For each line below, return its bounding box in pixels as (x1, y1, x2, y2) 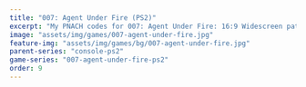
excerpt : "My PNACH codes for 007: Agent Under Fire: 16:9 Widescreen (9, 22, 283, 31)
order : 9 (9, 64, 43, 73)
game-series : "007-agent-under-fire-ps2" (9, 55, 169, 64)
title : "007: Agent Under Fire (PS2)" (9, 13, 157, 23)
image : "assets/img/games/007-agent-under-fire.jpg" (9, 30, 214, 39)
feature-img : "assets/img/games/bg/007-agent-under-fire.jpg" (9, 38, 250, 48)
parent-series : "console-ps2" (9, 47, 125, 56)
